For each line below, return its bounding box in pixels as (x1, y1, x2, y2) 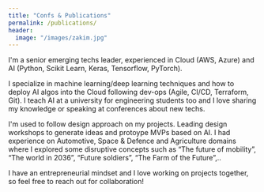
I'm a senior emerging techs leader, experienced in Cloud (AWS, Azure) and (8, 55, 255, 65)
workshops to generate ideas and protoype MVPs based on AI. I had (8, 128, 231, 137)
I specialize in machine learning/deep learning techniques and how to (8, 79, 235, 88)
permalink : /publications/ (8, 19, 97, 27)
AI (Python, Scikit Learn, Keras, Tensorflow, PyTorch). (8, 64, 183, 73)
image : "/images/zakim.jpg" (15, 33, 108, 42)
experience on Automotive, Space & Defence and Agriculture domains (8, 136, 237, 146)
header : (8, 26, 34, 34)
